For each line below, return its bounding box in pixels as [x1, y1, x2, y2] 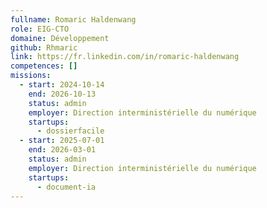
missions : [10, 71, 52, 81]
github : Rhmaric [10, 42, 78, 53]
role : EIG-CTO [10, 24, 70, 34]
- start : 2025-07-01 [19, 136, 105, 146]
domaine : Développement [10, 33, 110, 43]
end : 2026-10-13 [28, 89, 97, 99]
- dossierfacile [36, 126, 105, 136]
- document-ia [36, 182, 97, 192]
